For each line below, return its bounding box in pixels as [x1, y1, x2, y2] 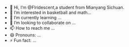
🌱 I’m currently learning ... [9, 15, 62, 20]
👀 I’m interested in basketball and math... [9, 10, 92, 15]
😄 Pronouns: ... [9, 32, 41, 38]
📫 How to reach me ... [9, 25, 55, 31]
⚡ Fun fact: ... [9, 37, 37, 43]
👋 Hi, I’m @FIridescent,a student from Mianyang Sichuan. [9, 5, 125, 10]
